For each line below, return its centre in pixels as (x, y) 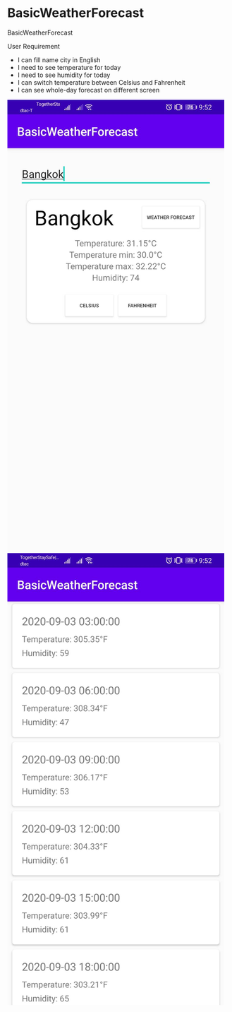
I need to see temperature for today (69, 67)
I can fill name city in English (59, 60)
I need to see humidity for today (64, 75)
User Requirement (33, 46)
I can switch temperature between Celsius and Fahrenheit (101, 82)
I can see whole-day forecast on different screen (88, 90)
